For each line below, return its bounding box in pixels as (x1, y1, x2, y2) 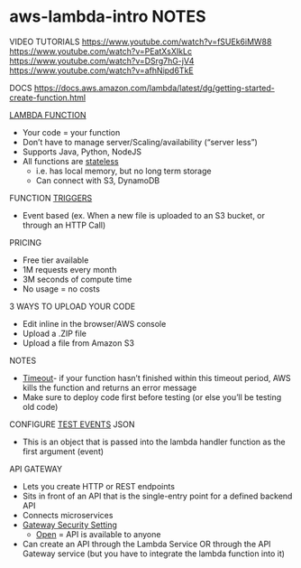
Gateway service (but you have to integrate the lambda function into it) (22, 548, 286, 559)
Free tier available (22, 255, 89, 265)
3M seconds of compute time (22, 274, 132, 284)
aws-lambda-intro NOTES (9, 6, 206, 27)
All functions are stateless (22, 155, 119, 166)
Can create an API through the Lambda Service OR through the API (22, 538, 271, 549)
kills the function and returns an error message (22, 382, 197, 393)
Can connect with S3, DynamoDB (35, 174, 160, 186)
